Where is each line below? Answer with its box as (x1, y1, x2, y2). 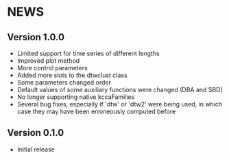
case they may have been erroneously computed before (16, 107, 176, 115)
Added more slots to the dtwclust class (16, 71, 128, 79)
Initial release (16, 145, 55, 154)
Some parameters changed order (16, 78, 111, 86)
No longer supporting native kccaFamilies (16, 93, 135, 101)
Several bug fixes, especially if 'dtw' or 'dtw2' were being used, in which (16, 100, 223, 108)
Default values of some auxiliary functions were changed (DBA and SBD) (16, 86, 223, 93)
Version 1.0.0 (7, 31, 65, 43)
